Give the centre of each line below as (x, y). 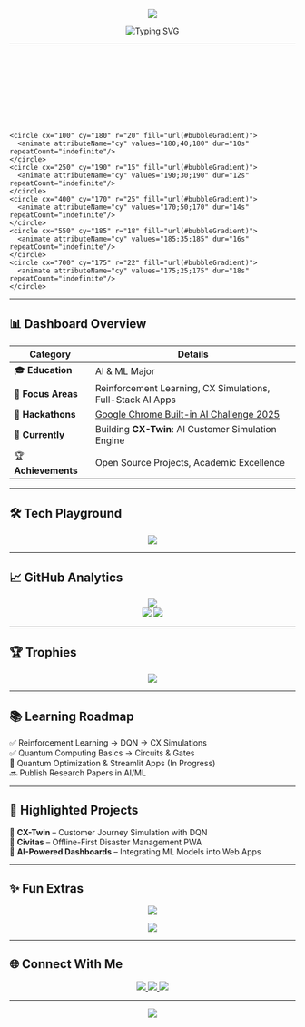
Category (50, 354)
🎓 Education (43, 370)
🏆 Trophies (43, 652)
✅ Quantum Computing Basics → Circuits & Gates (102, 753)
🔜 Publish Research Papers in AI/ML (78, 773)
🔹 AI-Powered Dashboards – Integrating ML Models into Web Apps (135, 851)
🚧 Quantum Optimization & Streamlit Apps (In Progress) (113, 764)
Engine (110, 440)
